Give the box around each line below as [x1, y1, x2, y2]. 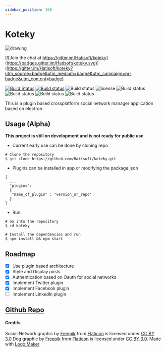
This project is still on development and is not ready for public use [5, 133, 144, 139]
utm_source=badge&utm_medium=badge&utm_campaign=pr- [5, 70, 132, 76]
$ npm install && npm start [5, 236, 63, 241]
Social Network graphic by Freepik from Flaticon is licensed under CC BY [5, 331, 155, 337]
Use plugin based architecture [12, 263, 74, 269]
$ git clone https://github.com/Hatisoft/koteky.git [5, 157, 116, 162]
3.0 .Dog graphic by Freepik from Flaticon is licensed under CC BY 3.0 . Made [5, 336, 161, 342]
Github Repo [5, 305, 45, 314]
